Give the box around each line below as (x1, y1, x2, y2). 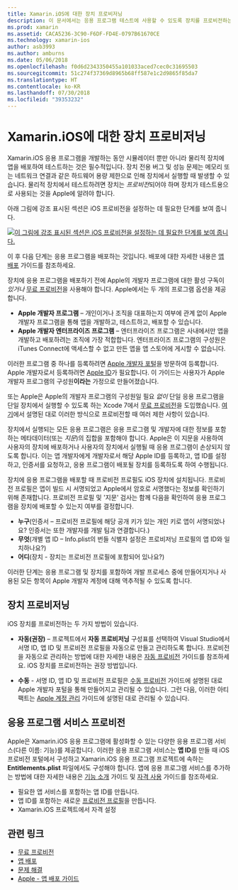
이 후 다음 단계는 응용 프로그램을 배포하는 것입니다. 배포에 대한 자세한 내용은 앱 (7, 252, 225, 260)
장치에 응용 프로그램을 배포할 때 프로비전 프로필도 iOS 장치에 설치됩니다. (7, 475, 207, 484)
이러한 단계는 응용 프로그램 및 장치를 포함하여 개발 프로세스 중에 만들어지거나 (7, 567, 220, 576)
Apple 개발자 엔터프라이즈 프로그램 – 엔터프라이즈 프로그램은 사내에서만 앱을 (17, 326, 229, 335)
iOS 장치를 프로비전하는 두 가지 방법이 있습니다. (7, 619, 139, 628)
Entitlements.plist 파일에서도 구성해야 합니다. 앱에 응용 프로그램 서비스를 (7, 763, 212, 772)
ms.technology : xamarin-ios (7, 37, 91, 44)
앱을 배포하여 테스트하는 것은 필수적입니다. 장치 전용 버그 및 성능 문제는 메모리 (7, 162, 223, 171)
